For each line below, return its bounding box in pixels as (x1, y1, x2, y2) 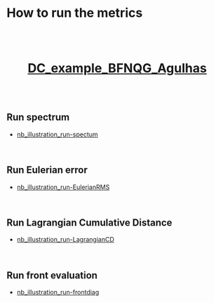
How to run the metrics (6, 5, 143, 21)
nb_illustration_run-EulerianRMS (16, 183, 110, 191)
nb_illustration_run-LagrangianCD (16, 236, 115, 244)
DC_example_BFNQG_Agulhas (27, 60, 208, 77)
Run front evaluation (6, 269, 98, 281)
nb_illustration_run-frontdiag (16, 288, 100, 297)
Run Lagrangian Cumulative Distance (6, 217, 173, 228)
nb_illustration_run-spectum (16, 130, 99, 138)
